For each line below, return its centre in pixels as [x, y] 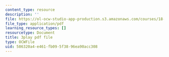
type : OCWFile [20, 42]
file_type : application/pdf [35, 24]
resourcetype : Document [30, 33]
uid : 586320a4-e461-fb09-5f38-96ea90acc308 [52, 47]
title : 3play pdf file [29, 38]
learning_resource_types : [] [36, 28]
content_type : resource [30, 10]
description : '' [22, 14]
